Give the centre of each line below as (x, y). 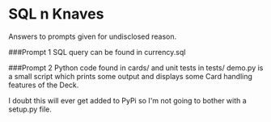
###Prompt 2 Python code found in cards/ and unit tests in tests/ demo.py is (136, 67)
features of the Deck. (44, 85)
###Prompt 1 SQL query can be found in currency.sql (97, 52)
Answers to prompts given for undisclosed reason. (93, 36)
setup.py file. (30, 109)
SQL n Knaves (56, 14)
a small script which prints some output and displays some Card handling (131, 76)
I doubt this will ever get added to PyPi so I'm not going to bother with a (127, 100)
